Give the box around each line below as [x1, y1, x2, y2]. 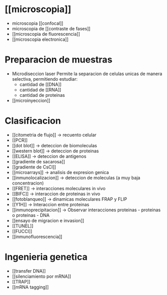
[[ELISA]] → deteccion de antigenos [12, 153, 87, 159]
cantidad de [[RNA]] [19, 87, 61, 93]
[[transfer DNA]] [12, 268, 46, 274]
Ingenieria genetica [5, 251, 88, 263]
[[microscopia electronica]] [12, 36, 69, 42]
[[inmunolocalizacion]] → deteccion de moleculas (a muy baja [12, 174, 140, 181]
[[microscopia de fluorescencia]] [12, 31, 80, 37]
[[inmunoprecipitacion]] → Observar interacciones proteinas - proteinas [12, 207, 161, 213]
